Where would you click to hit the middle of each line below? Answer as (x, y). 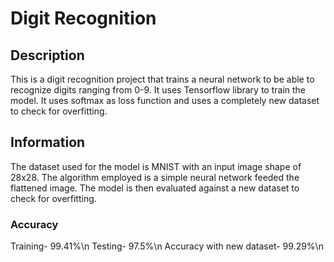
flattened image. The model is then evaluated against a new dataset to (155, 188)
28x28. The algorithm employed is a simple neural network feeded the (155, 177)
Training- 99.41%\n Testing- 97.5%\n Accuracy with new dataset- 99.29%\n (167, 246)
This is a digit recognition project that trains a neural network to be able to (162, 79)
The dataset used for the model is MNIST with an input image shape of (156, 166)
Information (48, 142)
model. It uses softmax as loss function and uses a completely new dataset (165, 100)
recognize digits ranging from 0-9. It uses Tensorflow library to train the (158, 90)
